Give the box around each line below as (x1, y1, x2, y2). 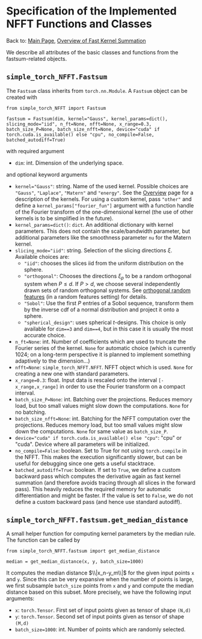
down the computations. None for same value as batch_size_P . (14, 427, 168, 435)
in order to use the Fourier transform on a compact (60, 383, 185, 390)
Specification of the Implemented (6, 4, 177, 18)
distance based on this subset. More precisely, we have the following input (6, 588, 191, 596)
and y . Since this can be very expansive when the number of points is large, (6, 576, 194, 583)
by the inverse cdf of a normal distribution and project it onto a (23, 306, 179, 313)
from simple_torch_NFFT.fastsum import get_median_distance (6, 548, 161, 555)
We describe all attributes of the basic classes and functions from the (6, 48, 179, 56)
